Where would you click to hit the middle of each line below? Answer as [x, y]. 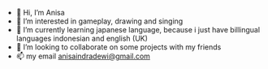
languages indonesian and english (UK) [82, 38]
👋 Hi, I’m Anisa [40, 13]
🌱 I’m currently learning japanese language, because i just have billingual [138, 30]
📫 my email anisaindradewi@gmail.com [83, 56]
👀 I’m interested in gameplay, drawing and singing [99, 21]
